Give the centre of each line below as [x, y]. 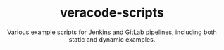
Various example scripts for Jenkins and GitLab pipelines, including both [112, 32]
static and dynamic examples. [112, 39]
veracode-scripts [112, 13]
